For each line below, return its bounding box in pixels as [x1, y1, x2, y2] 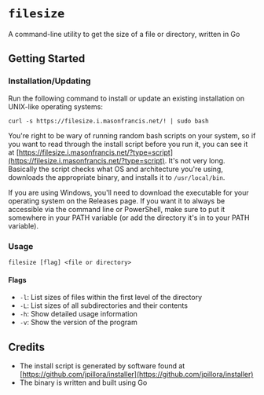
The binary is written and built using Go [19, 378, 148, 387]
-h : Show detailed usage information [19, 309, 137, 319]
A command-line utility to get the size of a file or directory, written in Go [8, 29, 240, 38]
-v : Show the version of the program [19, 317, 137, 327]
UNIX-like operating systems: [8, 101, 104, 112]
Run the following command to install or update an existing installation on [8, 93, 245, 103]
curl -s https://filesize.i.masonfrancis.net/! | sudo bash [8, 117, 210, 125]
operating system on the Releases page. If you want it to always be [8, 196, 225, 206]
